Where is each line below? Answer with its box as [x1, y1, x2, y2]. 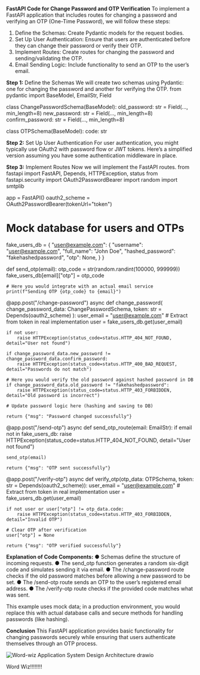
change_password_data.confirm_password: [6, 356, 109, 362]
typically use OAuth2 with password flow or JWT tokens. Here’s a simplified [6, 146, 193, 152]
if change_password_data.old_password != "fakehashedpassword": [6, 382, 170, 388]
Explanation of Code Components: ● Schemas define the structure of [6, 553, 181, 560]
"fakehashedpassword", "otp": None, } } [6, 253, 104, 261]
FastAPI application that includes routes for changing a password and [6, 11, 177, 19]
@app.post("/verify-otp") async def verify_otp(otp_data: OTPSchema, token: [6, 475, 194, 482]
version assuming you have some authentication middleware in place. [6, 152, 177, 159]
